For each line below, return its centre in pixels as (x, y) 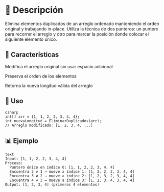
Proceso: (14, 163)
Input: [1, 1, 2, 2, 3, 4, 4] (36, 159)
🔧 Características (32, 55)
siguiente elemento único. (31, 39)
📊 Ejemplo (22, 141)
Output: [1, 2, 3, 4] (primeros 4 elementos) (52, 185)
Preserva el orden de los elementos (41, 76)
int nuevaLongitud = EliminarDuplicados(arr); (53, 121)
